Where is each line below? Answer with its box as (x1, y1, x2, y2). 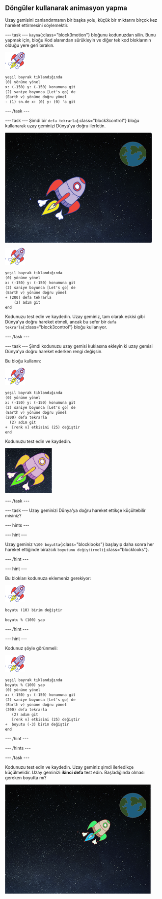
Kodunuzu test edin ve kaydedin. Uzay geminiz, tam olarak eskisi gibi (5, 313, 145, 320)
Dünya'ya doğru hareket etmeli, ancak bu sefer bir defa (5, 319, 117, 324)
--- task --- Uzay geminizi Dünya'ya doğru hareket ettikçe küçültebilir (5, 507, 146, 513)
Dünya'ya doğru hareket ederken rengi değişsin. (5, 348, 103, 354)
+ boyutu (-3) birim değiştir (5, 722, 69, 727)
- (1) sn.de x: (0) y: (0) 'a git (5, 99, 76, 104)
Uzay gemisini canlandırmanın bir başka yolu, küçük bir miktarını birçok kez (5, 17, 158, 23)
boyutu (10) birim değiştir (5, 608, 63, 612)
